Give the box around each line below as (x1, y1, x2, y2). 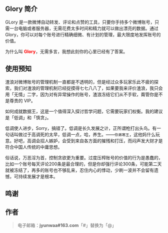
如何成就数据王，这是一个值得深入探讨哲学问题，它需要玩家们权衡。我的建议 (5, 108, 163, 114)
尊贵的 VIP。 (9, 97, 36, 104)
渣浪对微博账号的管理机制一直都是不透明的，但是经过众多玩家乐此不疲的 (5, 79, 154, 85)
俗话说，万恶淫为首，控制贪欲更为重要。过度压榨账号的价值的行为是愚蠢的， (5, 154, 163, 160)
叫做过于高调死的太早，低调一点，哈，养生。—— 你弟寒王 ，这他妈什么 (13, 131, 156, 137)
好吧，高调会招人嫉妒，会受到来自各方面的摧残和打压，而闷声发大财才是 (13, 137, 163, 144)
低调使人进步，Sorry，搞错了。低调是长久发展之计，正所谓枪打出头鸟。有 (5, 125, 157, 131)
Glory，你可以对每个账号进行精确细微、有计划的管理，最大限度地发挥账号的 (5, 32, 161, 38)
